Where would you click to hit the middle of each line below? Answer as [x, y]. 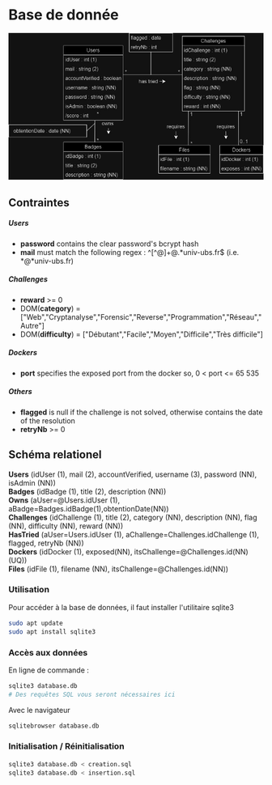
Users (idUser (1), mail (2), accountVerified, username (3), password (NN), [133, 474]
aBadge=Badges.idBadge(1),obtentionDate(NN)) [89, 508]
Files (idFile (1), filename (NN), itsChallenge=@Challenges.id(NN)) [119, 569]
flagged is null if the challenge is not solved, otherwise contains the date [141, 412]
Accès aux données [48, 652]
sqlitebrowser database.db [54, 726]
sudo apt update [36, 623]
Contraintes [39, 203]
